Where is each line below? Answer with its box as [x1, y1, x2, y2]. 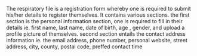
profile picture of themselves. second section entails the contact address [6, 30, 186, 38]
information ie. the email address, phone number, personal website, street [6, 37, 188, 43]
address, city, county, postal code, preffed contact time [6, 43, 143, 50]
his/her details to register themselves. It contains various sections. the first [6, 11, 190, 18]
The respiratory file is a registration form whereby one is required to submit [6, 5, 191, 12]
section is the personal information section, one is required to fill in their [6, 18, 183, 24]
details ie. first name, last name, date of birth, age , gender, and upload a [6, 24, 185, 31]
